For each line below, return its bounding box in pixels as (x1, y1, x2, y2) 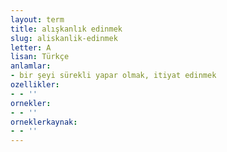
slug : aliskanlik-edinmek (10, 33, 118, 43)
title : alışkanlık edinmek (10, 24, 123, 34)
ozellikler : (10, 80, 60, 90)
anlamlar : (10, 61, 52, 71)
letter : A (10, 42, 52, 53)
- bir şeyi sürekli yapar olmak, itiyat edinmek (10, 71, 217, 81)
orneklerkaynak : (10, 117, 78, 127)
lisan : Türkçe (10, 52, 70, 62)
